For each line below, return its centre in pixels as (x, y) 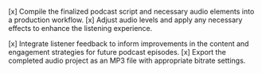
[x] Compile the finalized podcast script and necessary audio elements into (131, 12)
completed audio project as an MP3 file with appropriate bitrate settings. (127, 60)
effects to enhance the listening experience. (80, 28)
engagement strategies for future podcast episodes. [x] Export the (117, 52)
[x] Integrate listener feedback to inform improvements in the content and (129, 44)
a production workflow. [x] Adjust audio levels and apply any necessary (125, 20)
